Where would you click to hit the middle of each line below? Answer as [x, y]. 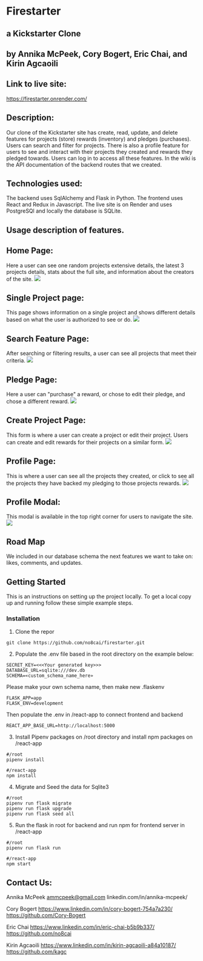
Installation [23, 619]
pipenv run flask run [34, 848]
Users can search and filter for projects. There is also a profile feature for [98, 145]
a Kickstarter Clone [44, 34]
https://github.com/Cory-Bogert [46, 916]
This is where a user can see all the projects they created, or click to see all [100, 476]
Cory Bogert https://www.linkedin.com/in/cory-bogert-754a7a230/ [89, 909]
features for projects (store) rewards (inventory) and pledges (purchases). [99, 139]
